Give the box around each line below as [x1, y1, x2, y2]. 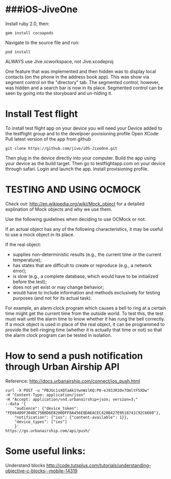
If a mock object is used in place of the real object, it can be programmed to [5, 321, 165, 327]
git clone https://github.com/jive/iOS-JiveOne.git [5, 146, 117, 151]
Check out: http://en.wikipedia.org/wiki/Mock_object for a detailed [5, 201, 144, 207]
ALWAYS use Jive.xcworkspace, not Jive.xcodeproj [5, 58, 114, 65]
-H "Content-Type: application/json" [5, 392, 86, 397]
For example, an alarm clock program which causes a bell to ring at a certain [5, 305, 166, 311]
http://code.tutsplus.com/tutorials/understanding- [46, 462, 152, 468]
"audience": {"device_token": [14, 406, 79, 411]
